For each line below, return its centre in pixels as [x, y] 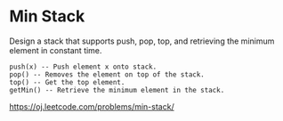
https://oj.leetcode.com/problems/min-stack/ [92, 106]
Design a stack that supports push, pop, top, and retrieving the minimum [142, 41]
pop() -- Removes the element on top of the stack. [107, 74]
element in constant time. [56, 50]
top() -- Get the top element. [67, 82]
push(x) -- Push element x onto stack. [83, 67]
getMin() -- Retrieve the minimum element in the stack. [117, 90]
